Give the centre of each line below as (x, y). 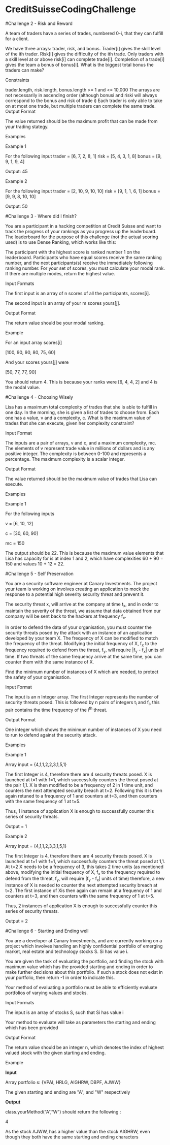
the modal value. (23, 387)
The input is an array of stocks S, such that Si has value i (64, 1012)
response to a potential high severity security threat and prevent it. (75, 594)
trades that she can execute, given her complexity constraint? (70, 423)
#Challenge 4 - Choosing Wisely (39, 397)
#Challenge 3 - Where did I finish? (41, 216)
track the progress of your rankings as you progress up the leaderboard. (81, 231)
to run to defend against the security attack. (51, 735)
